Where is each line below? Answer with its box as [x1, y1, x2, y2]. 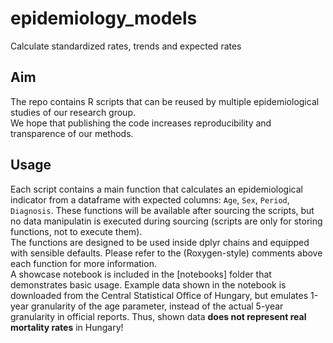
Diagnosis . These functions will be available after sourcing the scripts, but [10, 204, 315, 216]
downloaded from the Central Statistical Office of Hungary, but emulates [10, 289, 309, 301]
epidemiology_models [10, 7, 198, 30]
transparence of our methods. [10, 127, 134, 139]
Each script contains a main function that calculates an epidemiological [10, 183, 303, 195]
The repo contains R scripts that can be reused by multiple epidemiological [10, 95, 320, 107]
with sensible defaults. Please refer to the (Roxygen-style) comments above [10, 247, 323, 259]
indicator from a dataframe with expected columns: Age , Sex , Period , [10, 193, 290, 206]
